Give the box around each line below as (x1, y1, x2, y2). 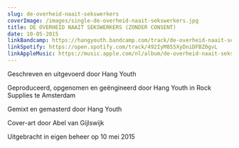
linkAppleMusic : (7, 51, 55, 58)
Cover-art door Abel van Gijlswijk (7, 118, 105, 127)
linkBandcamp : (7, 37, 50, 44)
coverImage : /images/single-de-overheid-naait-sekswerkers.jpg (7, 17, 199, 24)
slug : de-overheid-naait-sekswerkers (7, 10, 119, 18)
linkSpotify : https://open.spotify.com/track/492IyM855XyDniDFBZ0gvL (7, 43, 218, 51)
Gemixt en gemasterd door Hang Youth (7, 105, 122, 113)
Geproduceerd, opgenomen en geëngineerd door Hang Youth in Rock (7, 83, 212, 92)
